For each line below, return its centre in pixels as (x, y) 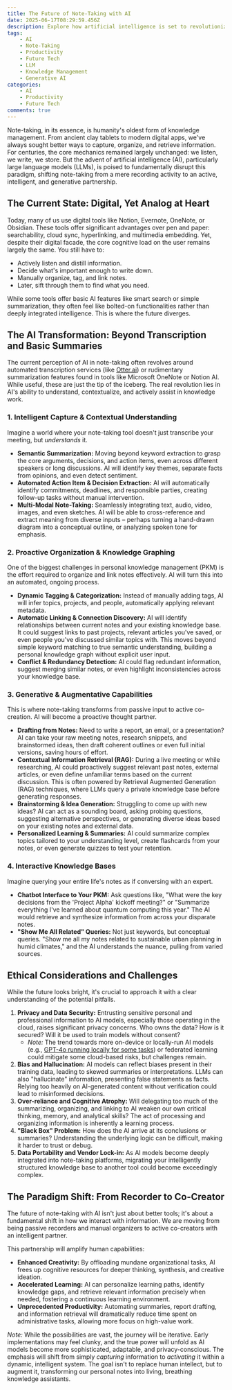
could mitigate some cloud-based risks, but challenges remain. (117, 1057)
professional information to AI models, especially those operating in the (118, 1020)
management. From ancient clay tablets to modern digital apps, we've (106, 137)
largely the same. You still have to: (56, 250)
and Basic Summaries (55, 346)
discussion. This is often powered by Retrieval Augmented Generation (116, 782)
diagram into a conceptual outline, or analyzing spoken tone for (107, 527)
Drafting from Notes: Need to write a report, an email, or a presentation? (120, 730)
